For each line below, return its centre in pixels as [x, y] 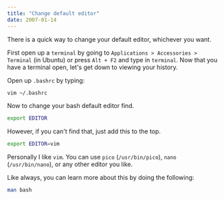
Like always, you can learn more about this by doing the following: [101, 178]
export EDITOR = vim [33, 144]
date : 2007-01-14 [32, 20]
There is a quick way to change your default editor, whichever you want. [109, 39]
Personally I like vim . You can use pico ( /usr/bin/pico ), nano [92, 157]
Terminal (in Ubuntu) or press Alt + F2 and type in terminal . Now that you [112, 59]
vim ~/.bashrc [27, 93]
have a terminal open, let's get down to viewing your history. [93, 67]
